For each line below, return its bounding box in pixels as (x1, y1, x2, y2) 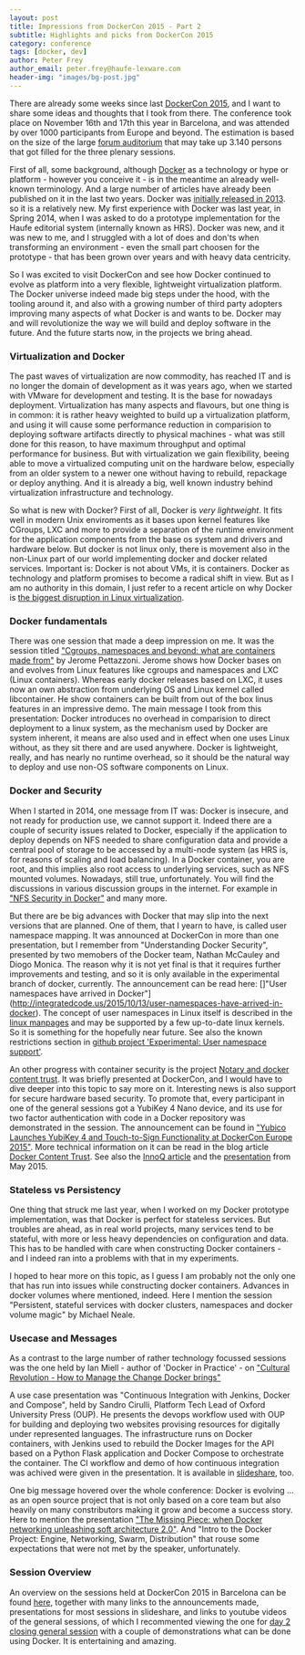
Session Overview (9, 1566, 92, 1579)
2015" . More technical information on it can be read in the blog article (9, 1141, 269, 1152)
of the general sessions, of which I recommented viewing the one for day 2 (9, 1616, 291, 1627)
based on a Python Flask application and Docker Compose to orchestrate (9, 1448, 284, 1459)
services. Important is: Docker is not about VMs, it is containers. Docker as (9, 563, 290, 574)
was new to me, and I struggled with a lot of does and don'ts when (9, 232, 259, 243)
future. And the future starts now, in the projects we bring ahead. (9, 327, 253, 338)
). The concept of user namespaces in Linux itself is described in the (35, 1007, 293, 1018)
